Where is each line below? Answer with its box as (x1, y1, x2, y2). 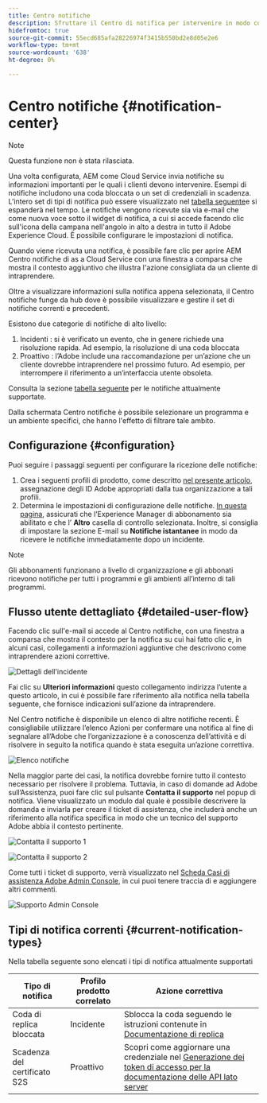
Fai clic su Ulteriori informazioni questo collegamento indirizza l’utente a (8, 682, 248, 692)
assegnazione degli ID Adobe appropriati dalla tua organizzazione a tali (19, 484, 253, 493)
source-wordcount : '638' (8, 49, 91, 56)
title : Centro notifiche (8, 11, 91, 20)
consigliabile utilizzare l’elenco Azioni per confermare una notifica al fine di (8, 723, 253, 732)
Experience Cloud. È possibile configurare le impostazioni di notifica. (8, 230, 234, 239)
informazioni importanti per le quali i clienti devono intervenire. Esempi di (8, 180, 247, 189)
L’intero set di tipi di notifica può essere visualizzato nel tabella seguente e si (8, 196, 257, 206)
